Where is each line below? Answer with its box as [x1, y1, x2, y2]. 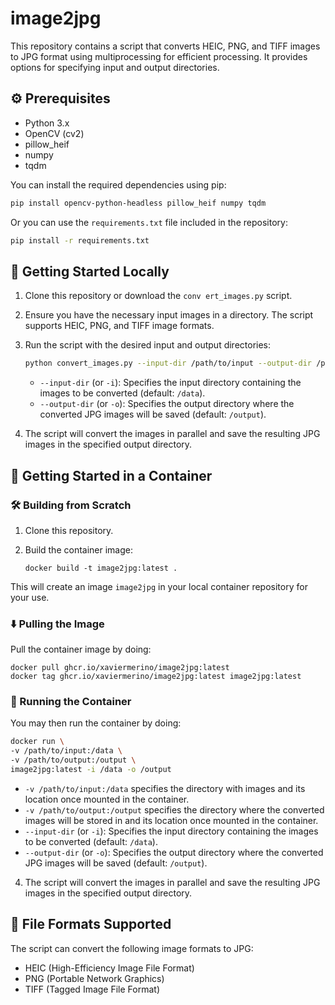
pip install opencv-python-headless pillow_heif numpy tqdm [10, 198, 267, 208]
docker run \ [10, 737, 65, 747]
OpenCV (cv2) [24, 127, 85, 139]
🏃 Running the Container [10, 695, 132, 709]
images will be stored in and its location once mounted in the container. [24, 814, 319, 826]
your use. [10, 591, 50, 603]
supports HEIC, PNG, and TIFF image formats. [24, 320, 215, 332]
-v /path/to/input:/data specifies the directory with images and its [24, 782, 306, 794]
